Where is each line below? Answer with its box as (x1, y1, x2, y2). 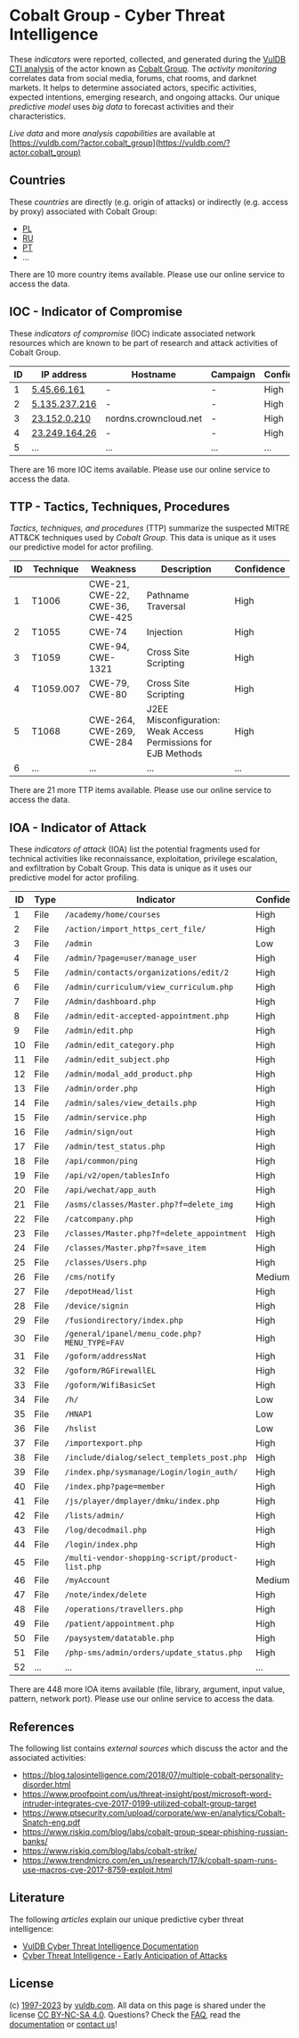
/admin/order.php (64, 1084, 138, 1093)
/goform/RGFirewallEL (64, 1366, 157, 1376)
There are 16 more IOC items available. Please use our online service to (9, 464, 271, 474)
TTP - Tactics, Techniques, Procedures (9, 499, 230, 514)
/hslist (64, 1423, 97, 1434)
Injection (146, 626, 183, 639)
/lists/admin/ (64, 1511, 125, 1521)
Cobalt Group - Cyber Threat (9, 5, 225, 26)
